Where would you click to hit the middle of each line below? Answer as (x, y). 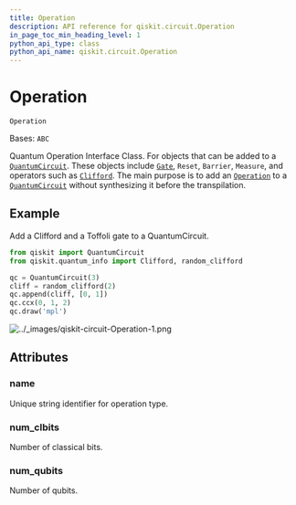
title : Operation (42, 18)
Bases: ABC (30, 139)
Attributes (39, 358)
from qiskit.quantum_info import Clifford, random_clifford (127, 261)
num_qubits (37, 470)
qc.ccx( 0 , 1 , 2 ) (40, 303)
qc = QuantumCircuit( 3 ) (55, 278)
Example (35, 214)
